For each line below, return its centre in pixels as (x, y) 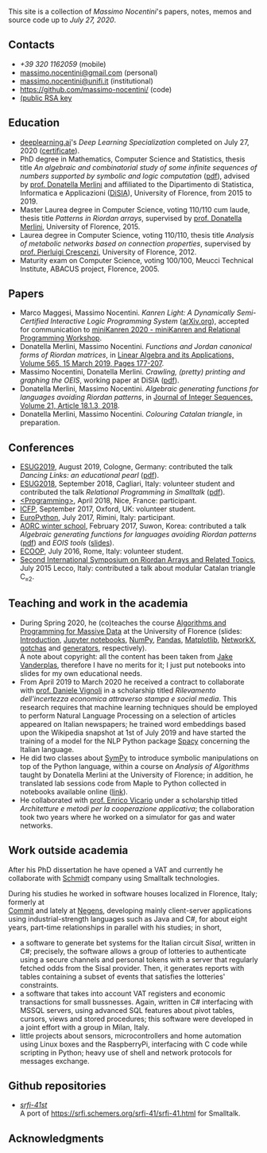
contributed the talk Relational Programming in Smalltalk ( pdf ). (122, 492)
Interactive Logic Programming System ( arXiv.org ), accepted (150, 321)
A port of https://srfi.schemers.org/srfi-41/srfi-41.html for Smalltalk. (130, 1113)
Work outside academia (68, 850)
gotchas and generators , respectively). (83, 648)
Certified (34, 321)
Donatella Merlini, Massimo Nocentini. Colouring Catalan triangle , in (131, 414)
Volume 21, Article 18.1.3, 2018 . (70, 406)
